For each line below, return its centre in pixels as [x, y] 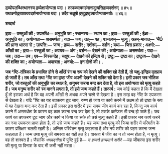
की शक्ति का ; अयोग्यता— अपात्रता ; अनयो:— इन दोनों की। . [54, 62]
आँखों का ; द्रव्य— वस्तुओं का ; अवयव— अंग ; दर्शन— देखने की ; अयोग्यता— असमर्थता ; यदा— [81, 51]
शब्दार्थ [10, 23]
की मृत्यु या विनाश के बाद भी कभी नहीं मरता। [40, 145]
